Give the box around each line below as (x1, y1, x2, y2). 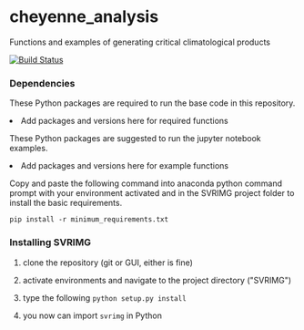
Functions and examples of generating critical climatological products (9, 36, 271, 47)
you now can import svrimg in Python (22, 310, 162, 321)
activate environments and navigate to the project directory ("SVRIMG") (22, 274, 292, 285)
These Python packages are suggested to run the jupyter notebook (9, 133, 261, 144)
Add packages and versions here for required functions (21, 116, 229, 127)
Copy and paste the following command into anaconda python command (9, 178, 283, 189)
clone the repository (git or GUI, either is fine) (22, 257, 194, 268)
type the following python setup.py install (22, 292, 187, 303)
